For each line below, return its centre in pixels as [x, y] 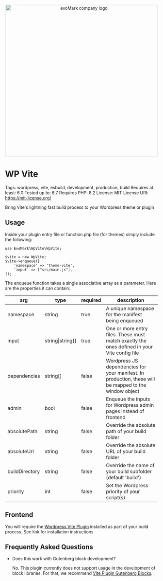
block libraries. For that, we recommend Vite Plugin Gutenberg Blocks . [82, 573]
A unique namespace [130, 308]
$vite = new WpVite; [26, 257]
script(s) [116, 497]
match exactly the [126, 341]
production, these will [130, 379]
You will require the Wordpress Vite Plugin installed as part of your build [77, 527]
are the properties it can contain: [38, 288]
